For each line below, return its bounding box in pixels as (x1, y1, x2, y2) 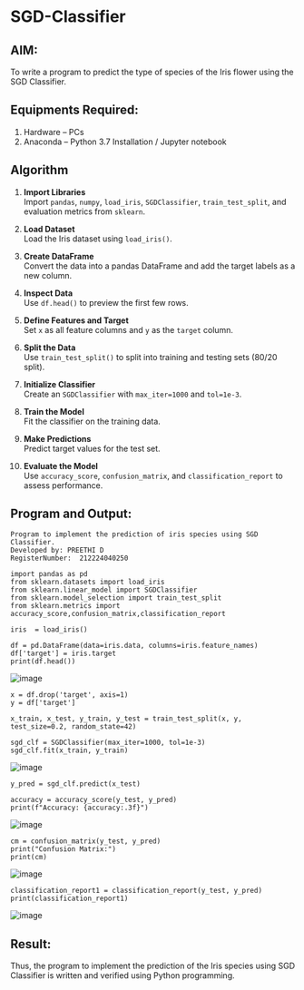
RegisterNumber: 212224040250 (10, 554, 129, 564)
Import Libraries (23, 186, 86, 197)
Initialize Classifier (23, 378, 96, 389)
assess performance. (23, 479, 103, 491)
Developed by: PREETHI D (10, 546, 104, 555)
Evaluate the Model (23, 460, 99, 471)
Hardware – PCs (23, 126, 84, 137)
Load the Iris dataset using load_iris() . (23, 233, 173, 244)
